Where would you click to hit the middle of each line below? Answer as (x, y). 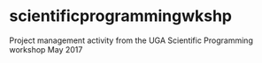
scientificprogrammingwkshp (121, 16)
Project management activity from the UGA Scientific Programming (131, 40)
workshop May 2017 (46, 49)
